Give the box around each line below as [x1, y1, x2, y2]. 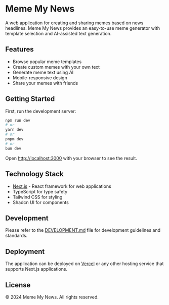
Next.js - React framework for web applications [12, 183, 111, 189]
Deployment [5, 247, 45, 256]
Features [5, 45, 34, 54]
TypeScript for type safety [12, 188, 68, 194]
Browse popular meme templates [12, 59, 82, 65]
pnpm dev [5, 137, 24, 142]
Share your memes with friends [12, 80, 78, 86]
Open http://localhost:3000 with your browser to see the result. [5, 155, 138, 161]
